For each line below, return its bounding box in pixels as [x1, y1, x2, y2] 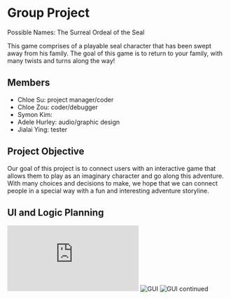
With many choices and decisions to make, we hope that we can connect [7, 179, 218, 187]
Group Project [7, 5, 90, 21]
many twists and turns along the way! [7, 56, 115, 64]
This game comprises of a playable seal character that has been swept [7, 41, 212, 50]
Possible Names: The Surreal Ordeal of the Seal [7, 28, 145, 36]
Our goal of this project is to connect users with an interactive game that [7, 164, 216, 172]
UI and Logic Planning [7, 207, 104, 218]
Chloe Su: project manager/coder [17, 95, 114, 104]
